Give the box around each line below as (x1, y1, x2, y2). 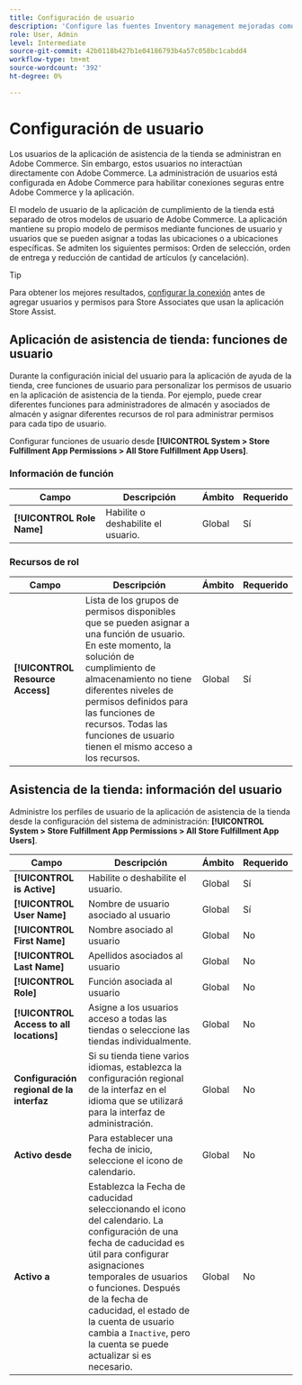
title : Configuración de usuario (9, 13, 135, 23)
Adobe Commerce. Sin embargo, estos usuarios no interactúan (9, 158, 243, 169)
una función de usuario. (84, 628, 186, 641)
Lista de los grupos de (84, 594, 180, 606)
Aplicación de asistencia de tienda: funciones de (9, 333, 289, 348)
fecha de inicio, (88, 1143, 153, 1155)
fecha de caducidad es (88, 1236, 185, 1249)
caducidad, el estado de (88, 1304, 191, 1317)
